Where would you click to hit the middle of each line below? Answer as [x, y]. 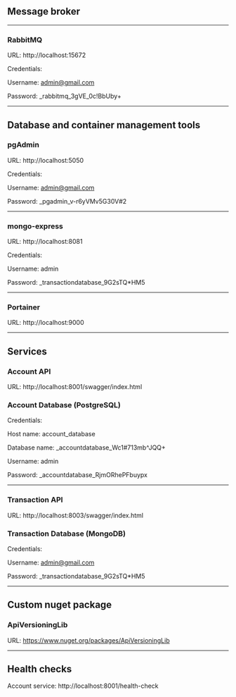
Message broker [44, 12]
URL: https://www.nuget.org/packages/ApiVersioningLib [88, 640]
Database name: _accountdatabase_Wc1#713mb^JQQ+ [87, 448]
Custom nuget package [60, 605]
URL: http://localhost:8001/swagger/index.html [75, 387]
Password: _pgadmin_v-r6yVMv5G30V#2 [67, 201]
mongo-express [35, 226]
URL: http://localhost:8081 [45, 242]
